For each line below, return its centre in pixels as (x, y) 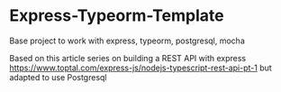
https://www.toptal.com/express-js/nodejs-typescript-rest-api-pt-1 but (140, 68)
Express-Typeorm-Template (117, 16)
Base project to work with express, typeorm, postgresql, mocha (127, 41)
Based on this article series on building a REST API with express (127, 58)
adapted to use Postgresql (58, 77)
